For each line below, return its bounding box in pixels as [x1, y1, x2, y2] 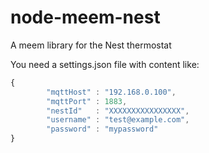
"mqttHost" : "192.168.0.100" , [46, 87, 177, 97]
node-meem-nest [10, 6, 161, 29]
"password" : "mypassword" [46, 124, 159, 135]
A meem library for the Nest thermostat [10, 39, 172, 51]
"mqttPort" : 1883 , [46, 96, 128, 106]
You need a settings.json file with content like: [10, 58, 200, 70]
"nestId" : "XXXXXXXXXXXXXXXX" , [46, 106, 190, 116]
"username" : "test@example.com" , [46, 115, 190, 125]
